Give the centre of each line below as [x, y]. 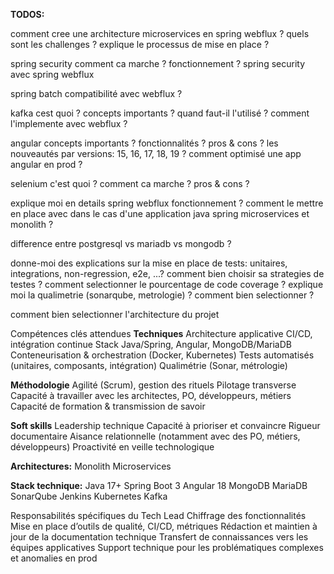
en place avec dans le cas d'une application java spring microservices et [160, 213]
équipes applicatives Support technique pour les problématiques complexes [167, 547]
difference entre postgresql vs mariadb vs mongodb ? [121, 243]
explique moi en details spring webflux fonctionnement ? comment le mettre [167, 203]
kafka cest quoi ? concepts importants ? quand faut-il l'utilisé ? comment [160, 113]
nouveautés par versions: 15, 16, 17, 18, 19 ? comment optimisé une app [156, 153]
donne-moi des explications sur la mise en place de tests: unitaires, [149, 263]
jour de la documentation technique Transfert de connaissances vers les [159, 537]
